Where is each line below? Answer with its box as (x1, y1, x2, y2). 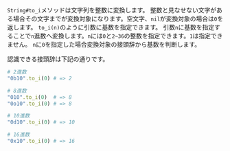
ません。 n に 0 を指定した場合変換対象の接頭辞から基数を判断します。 (7, 40, 201, 48)
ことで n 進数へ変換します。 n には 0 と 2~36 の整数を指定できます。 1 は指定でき (12, 32, 223, 40)
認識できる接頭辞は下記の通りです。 (7, 55, 109, 63)
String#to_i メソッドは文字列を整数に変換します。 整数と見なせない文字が (7, 6, 217, 14)
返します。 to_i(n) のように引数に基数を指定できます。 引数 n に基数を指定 (7, 23, 215, 31)
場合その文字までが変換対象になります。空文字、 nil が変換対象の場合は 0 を (12, 14, 224, 23)
